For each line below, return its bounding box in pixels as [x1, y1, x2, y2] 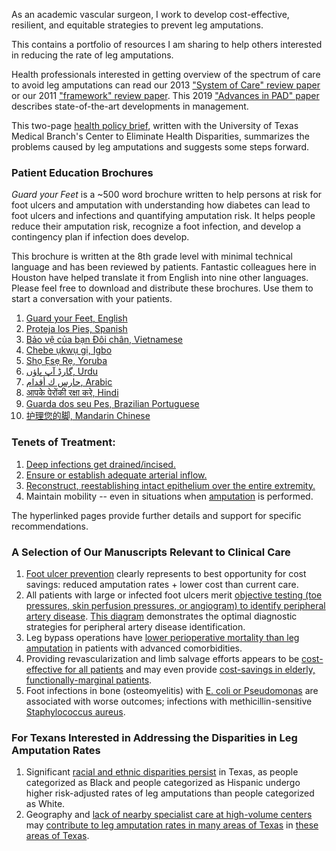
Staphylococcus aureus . [25, 705, 126, 718]
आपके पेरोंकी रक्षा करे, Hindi [25, 387, 119, 399]
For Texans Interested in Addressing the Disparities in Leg [11, 730, 298, 744]
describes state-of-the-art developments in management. [11, 100, 249, 112]
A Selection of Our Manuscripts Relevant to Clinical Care [11, 545, 291, 559]
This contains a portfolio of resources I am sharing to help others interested [11, 39, 323, 50]
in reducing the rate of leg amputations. [11, 49, 174, 61]
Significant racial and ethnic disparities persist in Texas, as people [25, 766, 299, 778]
